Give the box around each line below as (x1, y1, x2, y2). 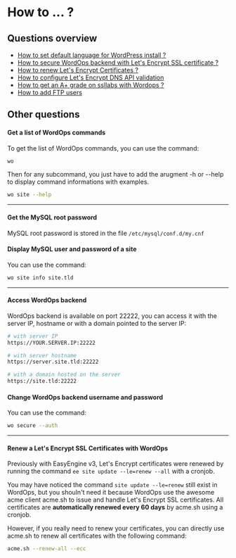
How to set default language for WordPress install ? (17, 51, 166, 59)
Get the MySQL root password (7, 213, 97, 222)
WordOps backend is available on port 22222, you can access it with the (7, 311, 218, 320)
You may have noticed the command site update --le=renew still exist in (7, 481, 218, 489)
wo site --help (7, 191, 52, 198)
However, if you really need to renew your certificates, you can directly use (7, 524, 225, 533)
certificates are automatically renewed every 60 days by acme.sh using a (7, 503, 223, 512)
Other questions (7, 108, 80, 120)
